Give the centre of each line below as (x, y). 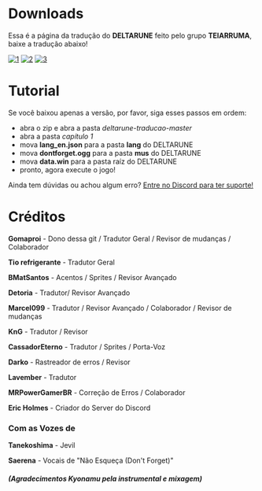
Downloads (46, 14)
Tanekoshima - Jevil (42, 445)
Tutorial (34, 91)
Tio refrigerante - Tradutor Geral (62, 262)
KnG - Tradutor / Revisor (48, 331)
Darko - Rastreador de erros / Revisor (70, 362)
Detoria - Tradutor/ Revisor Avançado (69, 293)
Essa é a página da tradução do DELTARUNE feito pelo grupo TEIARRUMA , (130, 35)
